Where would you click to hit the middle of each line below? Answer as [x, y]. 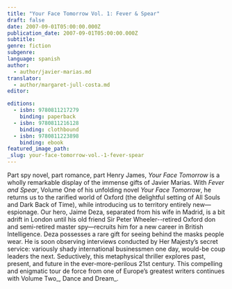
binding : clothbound [49, 129]
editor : [18, 91]
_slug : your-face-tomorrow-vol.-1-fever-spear [76, 156]
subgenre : [22, 53]
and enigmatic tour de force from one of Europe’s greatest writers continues [116, 271]
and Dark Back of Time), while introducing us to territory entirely [99, 205]
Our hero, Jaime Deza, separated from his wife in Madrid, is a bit [133, 212]
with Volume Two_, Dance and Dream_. [63, 278]
